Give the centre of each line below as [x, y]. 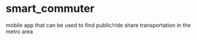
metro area [19, 31]
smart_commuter [50, 9]
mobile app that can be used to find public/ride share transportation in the [98, 25]
